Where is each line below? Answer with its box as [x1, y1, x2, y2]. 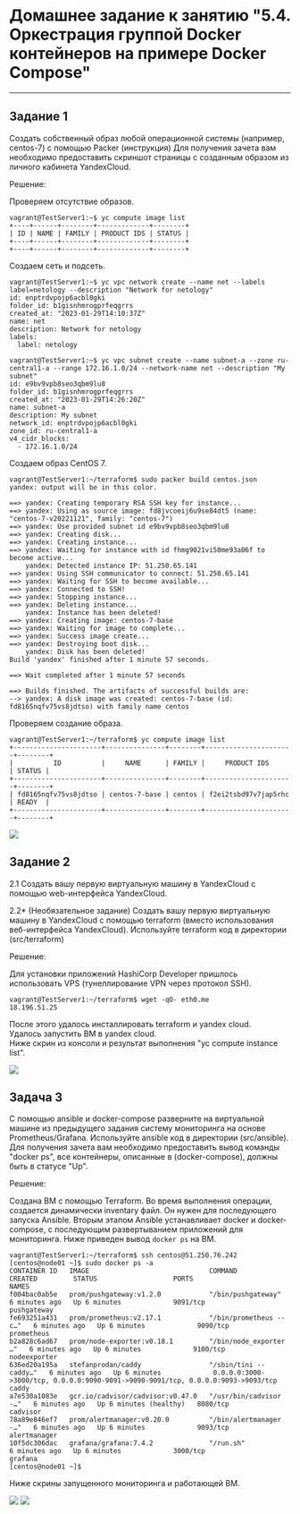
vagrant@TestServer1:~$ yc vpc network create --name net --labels [9, 277, 266, 286]
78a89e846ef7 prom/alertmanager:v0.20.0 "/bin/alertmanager [9, 1416, 281, 1425]
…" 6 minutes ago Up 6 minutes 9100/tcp [9, 1345, 226, 1354]
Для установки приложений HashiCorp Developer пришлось [9, 968, 238, 979]
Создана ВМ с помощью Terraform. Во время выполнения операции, [9, 1195, 272, 1206]
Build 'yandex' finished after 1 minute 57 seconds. [9, 655, 210, 664]
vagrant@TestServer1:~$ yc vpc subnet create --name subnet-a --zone [9, 355, 274, 365]
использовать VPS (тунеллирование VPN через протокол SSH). [9, 977, 252, 989]
